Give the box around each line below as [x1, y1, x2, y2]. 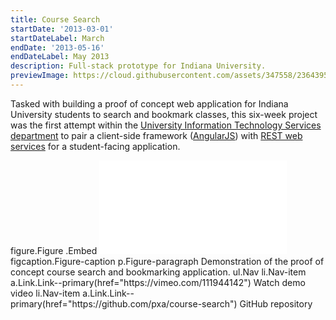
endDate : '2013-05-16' [10, 42, 105, 53]
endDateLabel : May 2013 [10, 52, 110, 62]
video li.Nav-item [10, 287, 81, 299]
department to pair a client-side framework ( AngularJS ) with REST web [10, 129, 303, 141]
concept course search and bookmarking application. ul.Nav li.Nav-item [10, 266, 307, 278]
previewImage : [10, 71, 70, 81]
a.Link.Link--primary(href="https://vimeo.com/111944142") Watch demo [10, 276, 306, 288]
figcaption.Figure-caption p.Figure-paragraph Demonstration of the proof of [10, 255, 325, 267]
